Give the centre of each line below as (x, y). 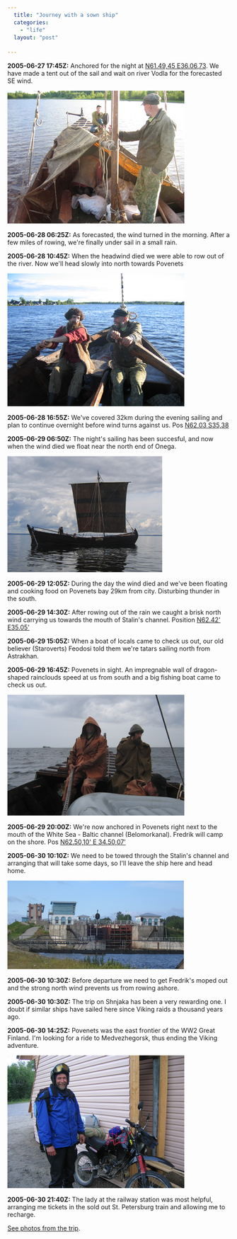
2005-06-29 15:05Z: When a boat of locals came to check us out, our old (116, 641)
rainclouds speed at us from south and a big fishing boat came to (126, 678)
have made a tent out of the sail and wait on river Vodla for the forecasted (115, 74)
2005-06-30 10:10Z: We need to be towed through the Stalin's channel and (118, 856)
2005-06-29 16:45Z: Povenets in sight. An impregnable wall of (100, 670)
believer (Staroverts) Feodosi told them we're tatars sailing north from (109, 649)
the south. (22, 599)
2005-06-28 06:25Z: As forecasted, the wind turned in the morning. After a (118, 235)
